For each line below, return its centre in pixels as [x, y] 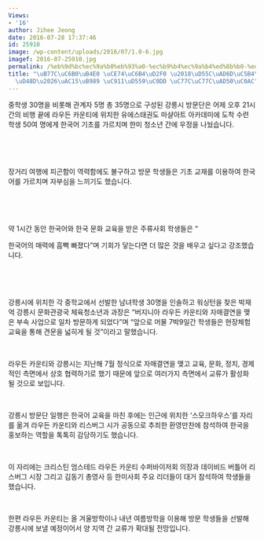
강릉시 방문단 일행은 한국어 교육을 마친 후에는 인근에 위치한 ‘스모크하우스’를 [123, 415]
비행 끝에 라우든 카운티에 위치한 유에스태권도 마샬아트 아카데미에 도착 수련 [136, 114]
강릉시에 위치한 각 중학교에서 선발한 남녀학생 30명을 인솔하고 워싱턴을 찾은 [123, 302]
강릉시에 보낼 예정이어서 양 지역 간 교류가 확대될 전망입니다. [99, 528]
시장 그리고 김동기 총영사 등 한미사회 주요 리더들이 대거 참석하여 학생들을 [140, 476]
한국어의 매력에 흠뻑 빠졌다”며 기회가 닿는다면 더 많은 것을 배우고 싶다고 [117, 245]
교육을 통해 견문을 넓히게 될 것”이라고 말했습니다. [83, 332]
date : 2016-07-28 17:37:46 [52, 37]
